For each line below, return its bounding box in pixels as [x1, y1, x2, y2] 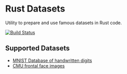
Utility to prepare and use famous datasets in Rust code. [5, 20, 122, 26]
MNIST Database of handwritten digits [12, 57, 92, 63]
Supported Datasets [5, 44, 70, 53]
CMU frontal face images [12, 62, 65, 68]
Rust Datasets [5, 3, 66, 15]
